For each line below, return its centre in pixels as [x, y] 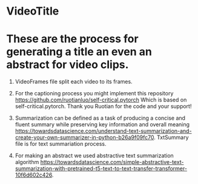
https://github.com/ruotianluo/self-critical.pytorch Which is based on [101, 100]
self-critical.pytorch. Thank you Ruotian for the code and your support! [103, 106]
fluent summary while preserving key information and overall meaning [102, 124]
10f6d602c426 [34, 175]
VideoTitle [33, 11]
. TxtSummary [171, 137]
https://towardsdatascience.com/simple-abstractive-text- [112, 162]
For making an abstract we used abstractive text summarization [94, 155]
